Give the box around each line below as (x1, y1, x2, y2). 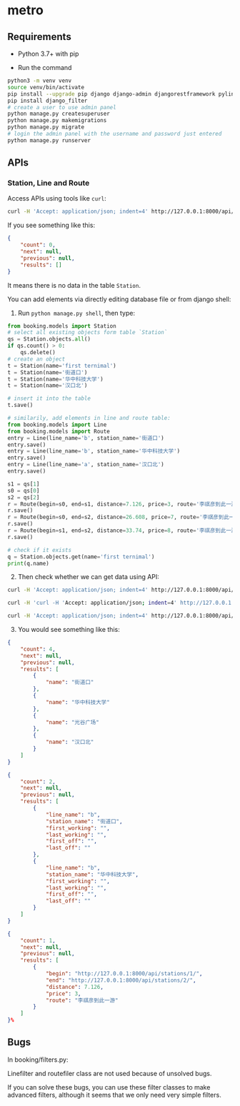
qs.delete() (20, 349, 56, 356)
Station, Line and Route (7, 178, 90, 188)
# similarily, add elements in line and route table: (7, 415, 171, 422)
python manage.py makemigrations (7, 117, 107, 124)
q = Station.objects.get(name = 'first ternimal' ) (7, 553, 155, 560)
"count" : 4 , (20, 645, 56, 653)
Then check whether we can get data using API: (17, 573, 159, 581)
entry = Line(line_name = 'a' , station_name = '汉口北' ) (7, 461, 164, 468)
